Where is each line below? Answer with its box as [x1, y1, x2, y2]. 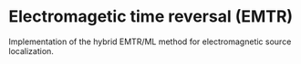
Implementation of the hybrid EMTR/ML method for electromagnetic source [8, 36, 292, 47]
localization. [8, 45, 54, 56]
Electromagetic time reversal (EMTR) [8, 6, 294, 27]
